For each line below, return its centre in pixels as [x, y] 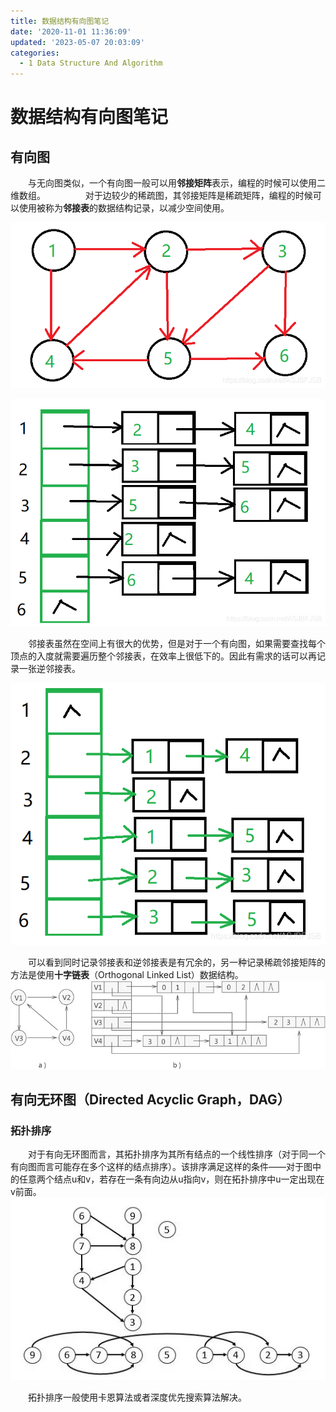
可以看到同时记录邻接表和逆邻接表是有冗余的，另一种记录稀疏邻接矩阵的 [176, 962]
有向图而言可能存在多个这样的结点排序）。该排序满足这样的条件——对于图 [161, 1167]
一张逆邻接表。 [49, 669]
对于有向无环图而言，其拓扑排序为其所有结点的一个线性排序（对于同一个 [176, 1154]
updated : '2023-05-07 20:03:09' [77, 42]
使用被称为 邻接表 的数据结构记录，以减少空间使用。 [124, 208]
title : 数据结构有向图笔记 [60, 21]
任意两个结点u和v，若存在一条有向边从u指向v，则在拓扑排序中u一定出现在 [171, 1179]
